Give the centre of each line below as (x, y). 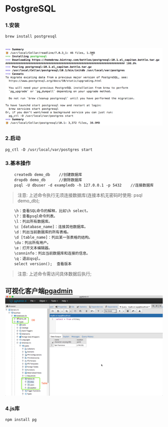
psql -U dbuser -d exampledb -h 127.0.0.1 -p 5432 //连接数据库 (84, 185)
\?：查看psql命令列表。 (36, 216)
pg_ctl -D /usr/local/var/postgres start (49, 150)
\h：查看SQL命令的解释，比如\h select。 (52, 211)
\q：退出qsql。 (28, 259)
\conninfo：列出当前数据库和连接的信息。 (52, 253)
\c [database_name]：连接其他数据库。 (51, 227)
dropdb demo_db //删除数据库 (48, 180)
